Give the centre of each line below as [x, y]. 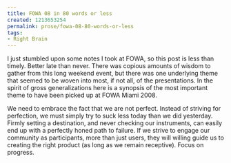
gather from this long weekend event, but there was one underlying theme [113, 74]
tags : [15, 33]
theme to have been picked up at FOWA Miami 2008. [82, 95]
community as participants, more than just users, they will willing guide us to [115, 138]
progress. [21, 153]
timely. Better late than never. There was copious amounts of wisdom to [109, 66]
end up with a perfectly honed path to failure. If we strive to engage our [109, 131]
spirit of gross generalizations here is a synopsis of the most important [108, 88]
